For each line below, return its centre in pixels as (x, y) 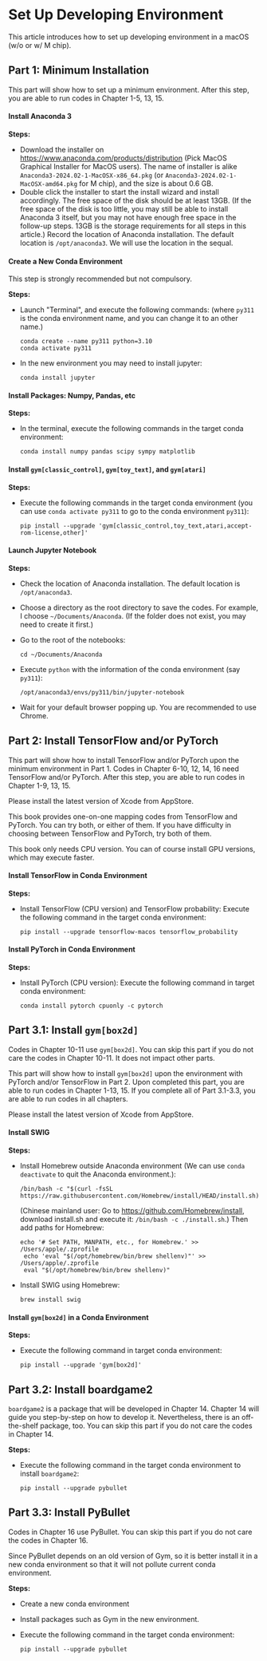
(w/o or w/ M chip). (40, 45)
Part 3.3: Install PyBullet (69, 1513)
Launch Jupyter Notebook (53, 550)
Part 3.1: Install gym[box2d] (73, 1030)
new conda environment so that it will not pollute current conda (112, 1564)
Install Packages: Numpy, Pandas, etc (72, 395)
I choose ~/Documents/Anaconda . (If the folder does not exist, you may (133, 615)
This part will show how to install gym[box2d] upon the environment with (126, 1073)
